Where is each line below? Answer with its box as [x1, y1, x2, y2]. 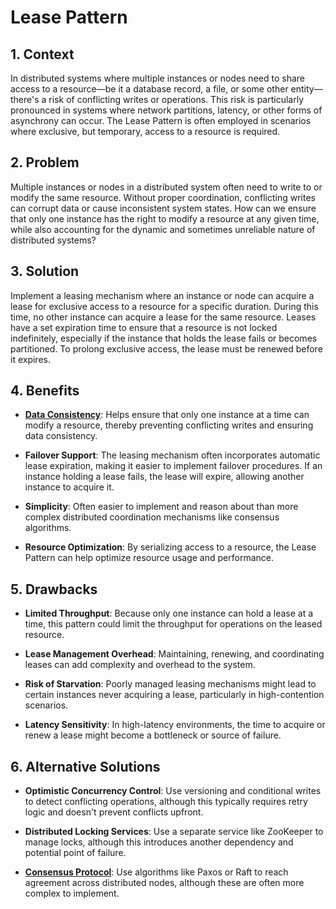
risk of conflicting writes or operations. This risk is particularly [48, 94, 305, 105]
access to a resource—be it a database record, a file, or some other [10, 83, 289, 95]
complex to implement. [24, 887, 120, 900]
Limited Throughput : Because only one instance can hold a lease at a [24, 607, 314, 620]
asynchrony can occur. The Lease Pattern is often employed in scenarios [10, 115, 312, 126]
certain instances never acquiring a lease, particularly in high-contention [24, 689, 325, 701]
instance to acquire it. [24, 481, 115, 493]
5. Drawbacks [10, 581, 98, 598]
